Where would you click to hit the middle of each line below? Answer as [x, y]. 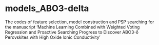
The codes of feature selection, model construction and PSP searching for [80, 22]
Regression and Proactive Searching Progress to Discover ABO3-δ [72, 32]
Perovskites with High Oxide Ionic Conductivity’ [53, 37]
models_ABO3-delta [47, 8]
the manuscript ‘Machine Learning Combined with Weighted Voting [72, 27]
